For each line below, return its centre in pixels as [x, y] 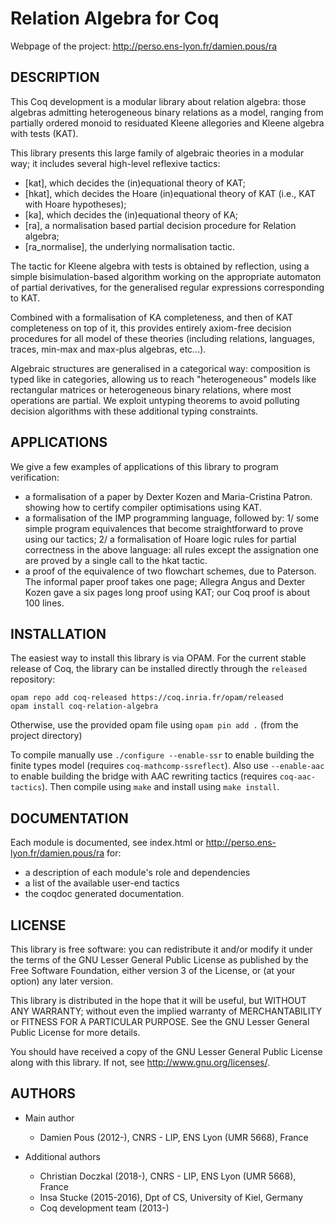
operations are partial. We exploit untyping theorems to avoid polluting [155, 400]
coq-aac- [298, 777]
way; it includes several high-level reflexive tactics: [115, 163]
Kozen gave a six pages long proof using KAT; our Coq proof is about [167, 592]
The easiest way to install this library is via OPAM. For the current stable [158, 658]
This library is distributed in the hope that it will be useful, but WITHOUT [158, 1000]
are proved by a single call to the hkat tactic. [116, 560]
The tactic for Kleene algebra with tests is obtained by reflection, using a [160, 266]
